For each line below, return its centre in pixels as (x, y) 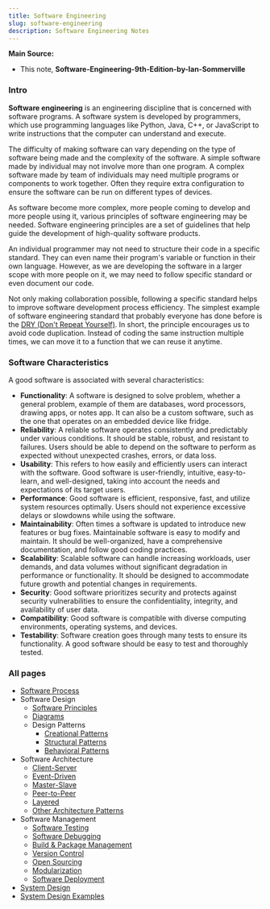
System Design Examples (62, 896)
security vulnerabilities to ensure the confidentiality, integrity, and (129, 600)
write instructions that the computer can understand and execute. (117, 133)
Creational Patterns (76, 733)
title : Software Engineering (57, 16)
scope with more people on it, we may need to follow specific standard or (130, 274)
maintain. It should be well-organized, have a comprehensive (121, 541)
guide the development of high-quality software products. (104, 233)
